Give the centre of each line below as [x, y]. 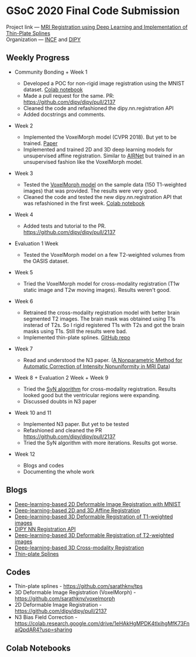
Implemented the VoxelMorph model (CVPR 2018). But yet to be [100, 137]
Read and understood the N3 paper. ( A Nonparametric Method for [103, 360]
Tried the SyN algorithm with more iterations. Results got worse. [100, 442]
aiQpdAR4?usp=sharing [43, 630]
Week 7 [24, 349]
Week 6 [24, 301]
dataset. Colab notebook [53, 90]
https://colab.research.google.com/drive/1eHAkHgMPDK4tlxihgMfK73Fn [102, 624]
